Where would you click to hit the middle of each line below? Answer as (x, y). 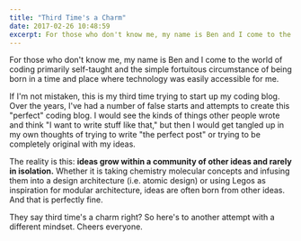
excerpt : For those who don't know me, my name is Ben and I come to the (150, 34)
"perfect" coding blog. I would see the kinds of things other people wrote (145, 116)
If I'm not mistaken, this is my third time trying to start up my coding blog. (145, 96)
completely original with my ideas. (73, 144)
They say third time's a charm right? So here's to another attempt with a (142, 218)
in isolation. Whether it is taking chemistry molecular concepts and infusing (150, 171)
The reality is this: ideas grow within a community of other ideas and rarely (150, 162)
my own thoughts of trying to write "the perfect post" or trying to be (135, 135)
